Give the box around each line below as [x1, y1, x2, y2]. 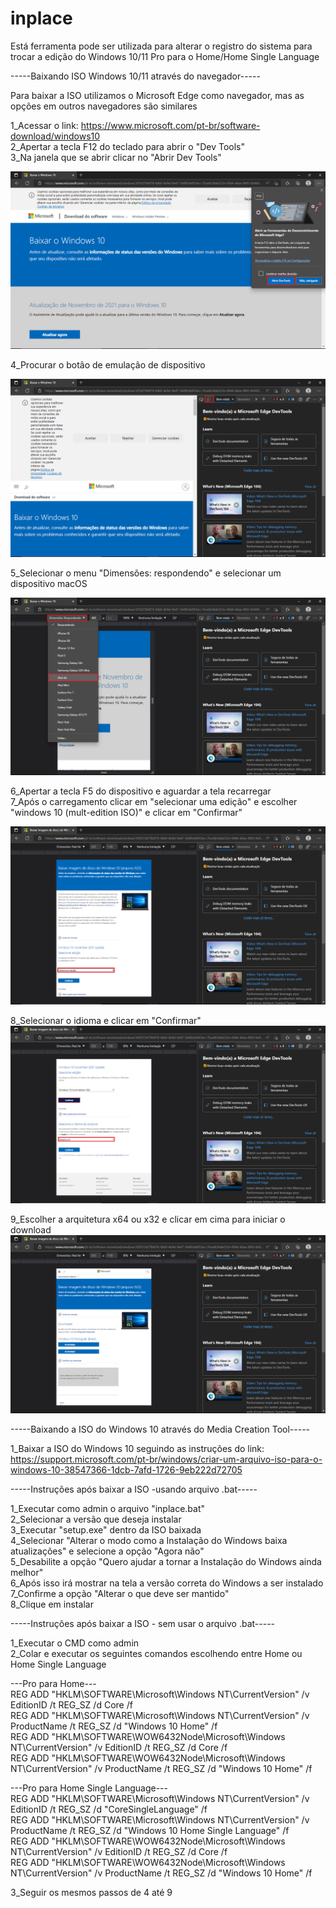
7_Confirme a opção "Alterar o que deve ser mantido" [10, 1587, 230, 1599]
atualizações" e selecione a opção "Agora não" [10, 1545, 205, 1557]
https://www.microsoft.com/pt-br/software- [80, 119, 261, 131]
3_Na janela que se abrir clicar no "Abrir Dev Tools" [10, 151, 222, 163]
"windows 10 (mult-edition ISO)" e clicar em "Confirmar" [10, 807, 243, 819]
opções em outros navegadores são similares [10, 100, 198, 112]
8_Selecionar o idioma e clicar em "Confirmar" [10, 1014, 202, 1026]
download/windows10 [10, 130, 101, 142]
